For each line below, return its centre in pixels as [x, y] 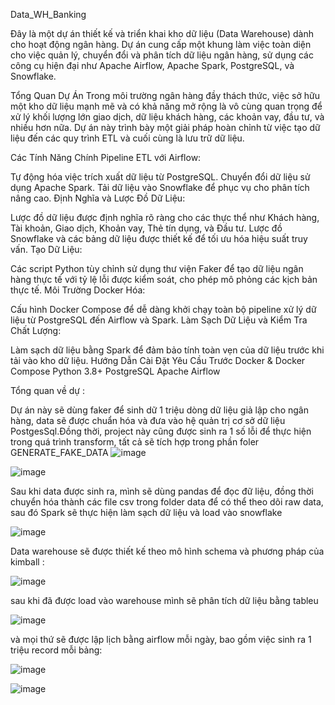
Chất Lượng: [36, 330]
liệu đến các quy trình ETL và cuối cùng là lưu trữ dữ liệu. [127, 138]
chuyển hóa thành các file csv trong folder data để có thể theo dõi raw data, [167, 502]
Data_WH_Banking [48, 14]
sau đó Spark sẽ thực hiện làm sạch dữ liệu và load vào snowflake [146, 512]
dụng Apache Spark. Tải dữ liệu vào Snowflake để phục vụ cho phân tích [160, 187]
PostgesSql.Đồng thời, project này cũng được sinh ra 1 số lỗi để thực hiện [161, 431]
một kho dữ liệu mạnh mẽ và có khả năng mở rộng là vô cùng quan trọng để [166, 106]
